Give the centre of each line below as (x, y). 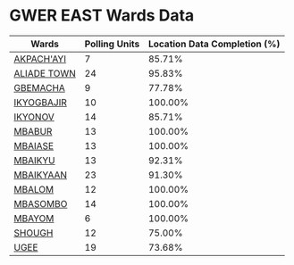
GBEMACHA (39, 87)
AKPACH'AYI (40, 59)
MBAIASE (34, 145)
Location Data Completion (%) (214, 44)
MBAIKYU (34, 160)
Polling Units (112, 44)
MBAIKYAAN (41, 175)
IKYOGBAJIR (40, 102)
